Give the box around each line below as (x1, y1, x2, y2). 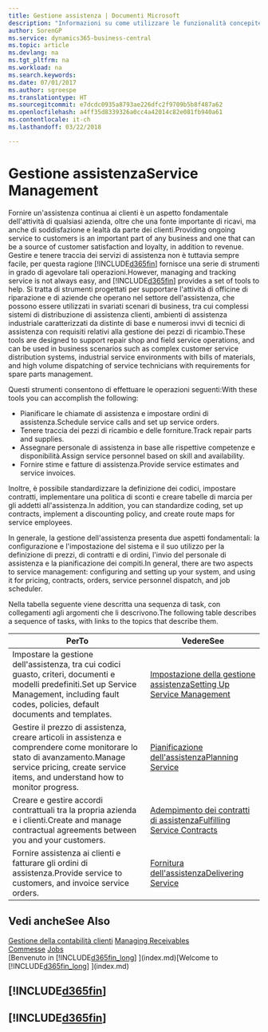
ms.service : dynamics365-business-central (8, 34, 152, 42)
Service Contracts (150, 824, 218, 836)
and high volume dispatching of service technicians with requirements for (8, 360, 250, 370)
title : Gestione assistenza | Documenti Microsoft (8, 11, 180, 20)
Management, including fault (12, 689, 120, 700)
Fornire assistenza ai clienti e (12, 847, 121, 859)
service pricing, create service (12, 761, 126, 772)
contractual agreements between (12, 824, 137, 836)
